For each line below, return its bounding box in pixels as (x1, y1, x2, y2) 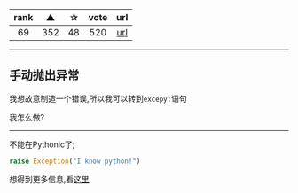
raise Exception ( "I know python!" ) (9, 157, 141, 166)
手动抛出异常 (9, 68, 80, 83)
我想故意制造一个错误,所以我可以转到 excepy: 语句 (9, 93, 188, 104)
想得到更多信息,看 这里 (9, 174, 90, 184)
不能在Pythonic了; (9, 139, 75, 150)
